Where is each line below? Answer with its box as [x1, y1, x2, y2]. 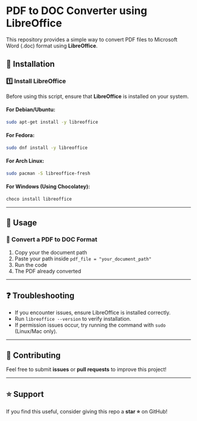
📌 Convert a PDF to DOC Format [6, 236, 98, 244]
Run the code [14, 261, 47, 268]
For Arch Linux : [6, 157, 45, 165]
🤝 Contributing [6, 350, 61, 360]
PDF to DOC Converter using [6, 4, 148, 18]
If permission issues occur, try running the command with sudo [14, 321, 166, 329]
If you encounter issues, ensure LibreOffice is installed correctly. [14, 309, 171, 316]
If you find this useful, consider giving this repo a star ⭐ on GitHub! [6, 408, 168, 415]
